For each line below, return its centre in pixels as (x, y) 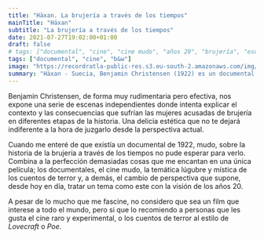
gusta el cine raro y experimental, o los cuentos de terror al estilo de (119, 218)
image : (19, 67)
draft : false (29, 45)
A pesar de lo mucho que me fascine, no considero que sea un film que (124, 201)
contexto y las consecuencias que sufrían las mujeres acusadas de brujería (130, 112)
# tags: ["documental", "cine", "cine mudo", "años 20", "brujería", (125, 52)
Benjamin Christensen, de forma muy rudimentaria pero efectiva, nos (120, 96)
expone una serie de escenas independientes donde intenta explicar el (123, 104)
